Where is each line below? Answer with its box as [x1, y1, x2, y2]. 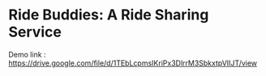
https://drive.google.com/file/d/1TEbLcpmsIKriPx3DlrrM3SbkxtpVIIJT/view [8, 58, 258, 68]
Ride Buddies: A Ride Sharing [8, 6, 209, 24]
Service [8, 23, 62, 41]
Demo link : [8, 49, 46, 59]
